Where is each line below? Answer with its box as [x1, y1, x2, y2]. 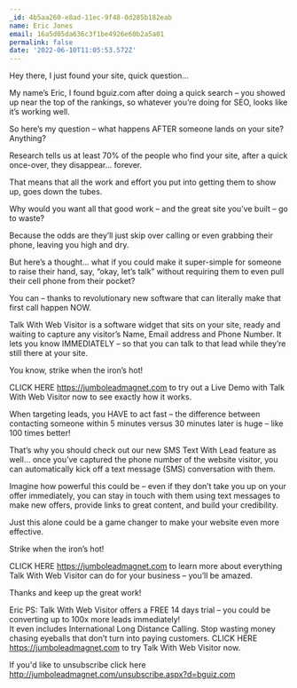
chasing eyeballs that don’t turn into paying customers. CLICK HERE [9, 633, 258, 644]
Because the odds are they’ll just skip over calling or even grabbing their [9, 230, 273, 241]
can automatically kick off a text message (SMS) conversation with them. [9, 463, 277, 475]
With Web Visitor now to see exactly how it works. [9, 391, 192, 402]
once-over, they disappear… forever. [9, 160, 143, 170]
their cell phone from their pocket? [9, 276, 136, 287]
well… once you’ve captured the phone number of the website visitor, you [9, 455, 278, 465]
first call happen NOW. [9, 303, 91, 313]
